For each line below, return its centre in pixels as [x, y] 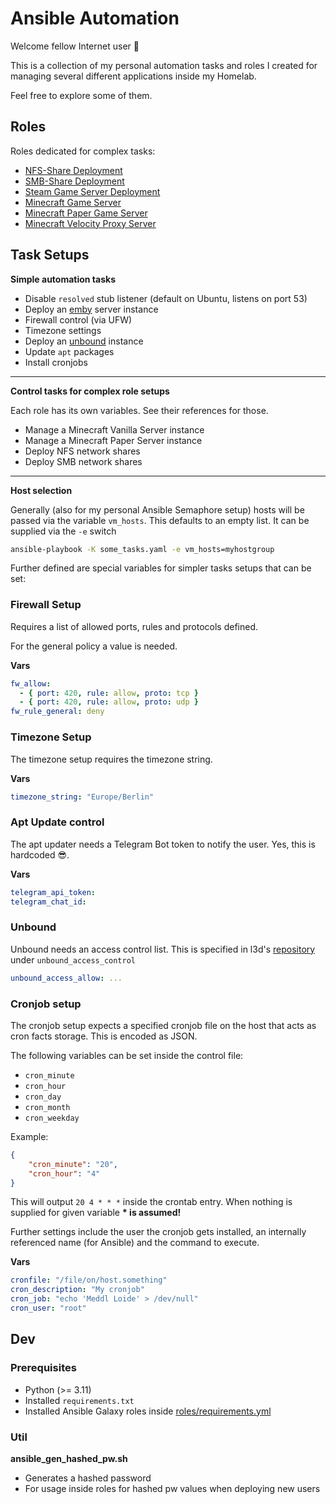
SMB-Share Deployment [74, 181]
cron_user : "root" [48, 1308]
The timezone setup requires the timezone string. [111, 759]
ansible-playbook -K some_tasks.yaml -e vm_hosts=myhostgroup [142, 549]
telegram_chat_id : [48, 902]
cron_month [47, 1107]
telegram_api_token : [53, 892]
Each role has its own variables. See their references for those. [139, 410]
